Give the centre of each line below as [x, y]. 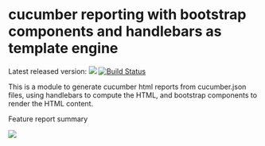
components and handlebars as [115, 31]
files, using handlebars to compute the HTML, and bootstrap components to [132, 95]
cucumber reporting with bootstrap [127, 15]
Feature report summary [48, 119]
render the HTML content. [51, 103]
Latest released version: [48, 71]
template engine [63, 48]
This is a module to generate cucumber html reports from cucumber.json [127, 86]
